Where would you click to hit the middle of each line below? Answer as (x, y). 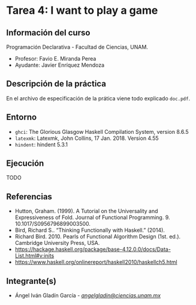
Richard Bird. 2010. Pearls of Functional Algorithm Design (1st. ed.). (98, 237)
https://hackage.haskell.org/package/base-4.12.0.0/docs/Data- (93, 249)
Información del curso (48, 33)
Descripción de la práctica (56, 84)
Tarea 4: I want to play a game (82, 11)
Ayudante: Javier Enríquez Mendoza (60, 65)
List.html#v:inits (34, 256)
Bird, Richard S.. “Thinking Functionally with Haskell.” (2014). (90, 230)
